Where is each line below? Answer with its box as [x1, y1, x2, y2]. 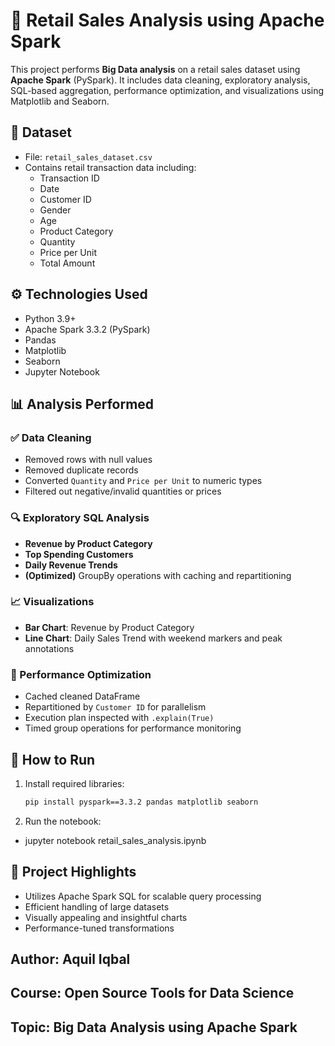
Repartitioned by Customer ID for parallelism [24, 701, 207, 713]
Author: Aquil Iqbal [10, 951, 131, 968]
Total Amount [39, 257, 96, 269]
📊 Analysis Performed [10, 395, 155, 413]
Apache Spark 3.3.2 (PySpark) [24, 323, 151, 335]
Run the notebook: [24, 815, 102, 827]
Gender [39, 204, 72, 216]
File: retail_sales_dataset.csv [24, 150, 153, 163]
